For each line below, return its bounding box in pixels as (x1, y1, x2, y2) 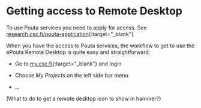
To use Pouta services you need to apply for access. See (6, 24, 147, 31)
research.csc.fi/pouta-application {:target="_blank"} (6, 30, 134, 37)
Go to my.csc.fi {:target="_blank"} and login (14, 60, 122, 67)
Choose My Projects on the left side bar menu (14, 71, 129, 79)
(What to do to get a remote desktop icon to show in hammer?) (6, 95, 161, 102)
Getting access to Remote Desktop (6, 4, 183, 18)
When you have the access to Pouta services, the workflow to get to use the (6, 42, 195, 49)
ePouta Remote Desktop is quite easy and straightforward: (6, 48, 151, 55)
